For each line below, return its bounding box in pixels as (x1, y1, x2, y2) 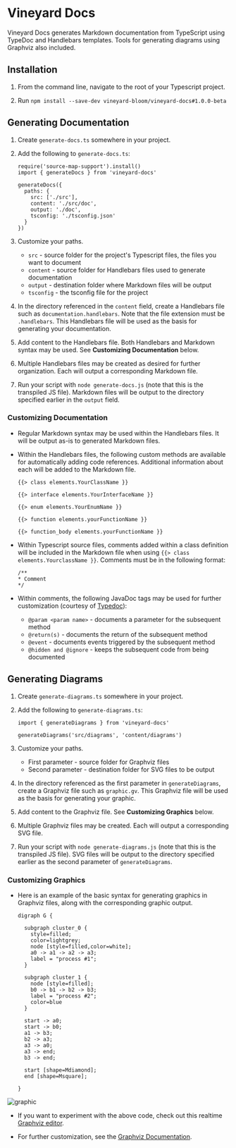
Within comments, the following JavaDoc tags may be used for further (17, 594, 222, 602)
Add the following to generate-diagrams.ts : (17, 705, 143, 714)
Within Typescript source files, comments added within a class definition (17, 540, 229, 549)
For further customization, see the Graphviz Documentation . (17, 1132, 192, 1141)
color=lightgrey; (30, 937, 81, 944)
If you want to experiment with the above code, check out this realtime (17, 1111, 223, 1120)
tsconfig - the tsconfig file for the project (27, 288, 149, 297)
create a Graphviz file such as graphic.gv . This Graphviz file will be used (17, 786, 229, 795)
